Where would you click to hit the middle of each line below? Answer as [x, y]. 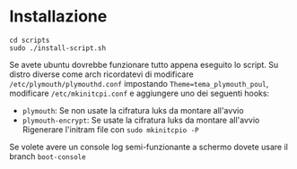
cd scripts [30, 40]
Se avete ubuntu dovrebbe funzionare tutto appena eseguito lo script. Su [144, 64]
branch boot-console [48, 156]
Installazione [58, 17]
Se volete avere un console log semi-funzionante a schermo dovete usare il [149, 147]
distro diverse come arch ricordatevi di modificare [102, 74]
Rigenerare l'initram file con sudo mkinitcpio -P [110, 129]
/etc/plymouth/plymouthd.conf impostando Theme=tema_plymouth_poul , [139, 83]
